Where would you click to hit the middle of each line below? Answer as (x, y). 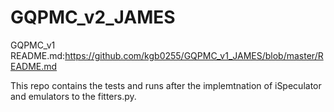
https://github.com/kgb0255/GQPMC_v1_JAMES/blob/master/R (194, 55)
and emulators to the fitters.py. (73, 96)
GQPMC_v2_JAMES (93, 17)
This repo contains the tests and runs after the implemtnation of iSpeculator (166, 85)
